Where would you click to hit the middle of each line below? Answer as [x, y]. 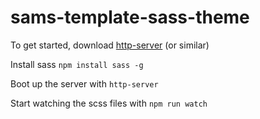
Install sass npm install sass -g [77, 64]
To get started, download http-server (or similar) [110, 45]
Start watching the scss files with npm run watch [109, 103]
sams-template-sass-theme [130, 17]
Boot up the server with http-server [84, 83]
